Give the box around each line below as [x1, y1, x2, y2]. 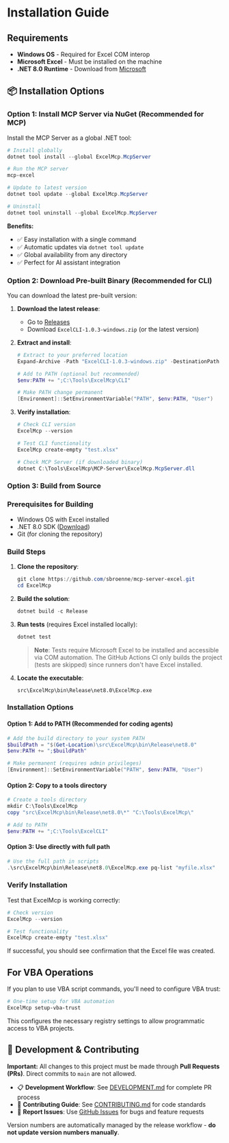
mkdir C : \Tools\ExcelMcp [7, 803, 78, 810]
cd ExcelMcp [16, 582, 51, 589]
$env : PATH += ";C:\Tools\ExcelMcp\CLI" [16, 377, 131, 384]
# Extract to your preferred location [16, 352, 128, 358]
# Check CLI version [16, 421, 76, 428]
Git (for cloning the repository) [16, 530, 103, 538]
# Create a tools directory [7, 796, 87, 803]
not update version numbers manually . [7, 1128, 120, 1136]
